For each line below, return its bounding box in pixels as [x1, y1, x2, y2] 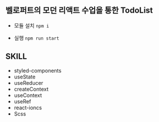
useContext [13, 92, 42, 99]
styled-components [13, 67, 62, 74]
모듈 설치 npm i [13, 22, 49, 29]
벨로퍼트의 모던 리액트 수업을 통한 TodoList [5, 5, 153, 16]
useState [13, 73, 36, 80]
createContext [13, 85, 49, 92]
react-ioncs [13, 104, 42, 111]
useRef [13, 98, 32, 105]
